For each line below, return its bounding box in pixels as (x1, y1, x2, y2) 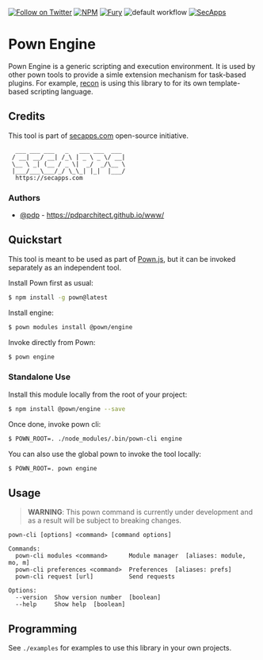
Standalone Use (8, 371, 71, 382)
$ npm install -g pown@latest (8, 294, 109, 301)
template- (208, 78, 241, 87)
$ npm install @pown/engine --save (8, 405, 126, 412)
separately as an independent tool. (8, 263, 121, 272)
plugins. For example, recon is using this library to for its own (8, 78, 208, 87)
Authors (8, 192, 41, 203)
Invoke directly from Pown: (8, 337, 96, 347)
